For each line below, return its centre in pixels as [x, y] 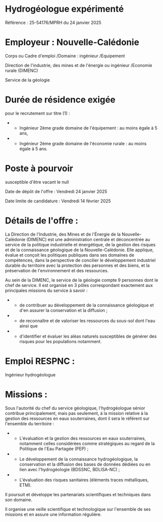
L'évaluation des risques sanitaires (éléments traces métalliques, [84, 479]
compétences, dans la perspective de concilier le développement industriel [80, 260]
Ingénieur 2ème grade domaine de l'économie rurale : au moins [83, 143]
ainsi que [28, 326]
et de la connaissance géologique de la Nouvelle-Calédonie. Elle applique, [80, 250]
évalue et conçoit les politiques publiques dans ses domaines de [70, 255]
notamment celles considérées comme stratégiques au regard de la [87, 443]
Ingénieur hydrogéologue [30, 374]
